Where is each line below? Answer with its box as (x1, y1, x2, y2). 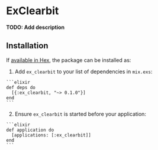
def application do (6, 127, 54, 133)
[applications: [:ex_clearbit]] (11, 132, 92, 138)
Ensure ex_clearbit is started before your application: (14, 110, 147, 118)
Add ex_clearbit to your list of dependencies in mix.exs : (14, 68, 153, 75)
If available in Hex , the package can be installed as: (6, 56, 131, 63)
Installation (6, 41, 49, 51)
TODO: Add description (6, 24, 65, 31)
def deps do (6, 84, 36, 90)
